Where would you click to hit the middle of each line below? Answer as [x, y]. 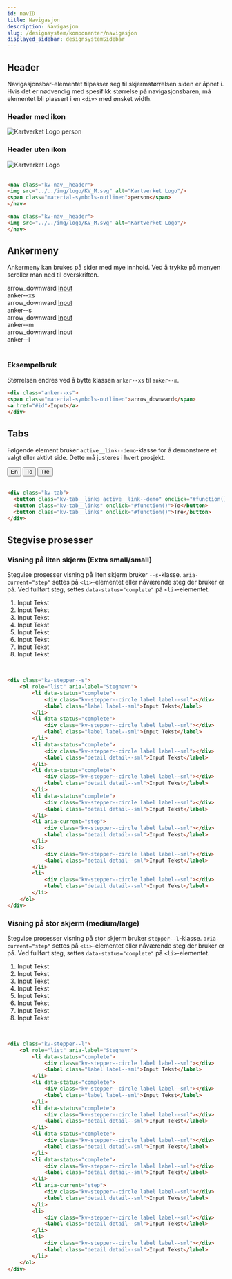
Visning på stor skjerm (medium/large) [74, 923]
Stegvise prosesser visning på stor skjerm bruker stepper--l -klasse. [105, 938]
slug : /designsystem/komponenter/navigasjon [72, 33]
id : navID [21, 13]
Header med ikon [36, 116]
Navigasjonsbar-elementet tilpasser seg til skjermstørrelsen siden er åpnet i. [116, 84]
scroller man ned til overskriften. [53, 275]
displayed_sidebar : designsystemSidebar [66, 39]
